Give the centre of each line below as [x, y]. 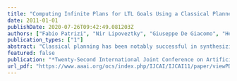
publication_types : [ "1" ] [45, 40]
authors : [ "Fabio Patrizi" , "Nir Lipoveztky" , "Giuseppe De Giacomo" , [113, 33]
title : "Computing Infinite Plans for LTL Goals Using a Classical [109, 14]
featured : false [31, 54]
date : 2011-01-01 [33, 20]
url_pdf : [20, 66]
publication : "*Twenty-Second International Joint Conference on [105, 60]
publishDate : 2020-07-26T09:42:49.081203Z [71, 27]
